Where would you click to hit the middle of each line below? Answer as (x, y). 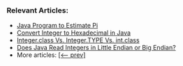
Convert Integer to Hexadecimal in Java (73, 33)
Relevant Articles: (38, 10)
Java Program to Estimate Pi (57, 26)
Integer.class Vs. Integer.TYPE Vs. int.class (78, 40)
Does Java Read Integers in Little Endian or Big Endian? (96, 48)
